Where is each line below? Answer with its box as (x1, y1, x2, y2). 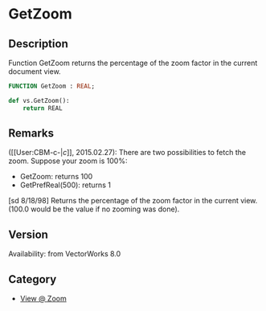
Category (8, 272, 57, 286)
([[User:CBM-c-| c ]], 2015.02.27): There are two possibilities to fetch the (8, 148, 247, 158)
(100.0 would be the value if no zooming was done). (8, 204, 180, 214)
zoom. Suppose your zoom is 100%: (8, 156, 128, 166)
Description (8, 37, 68, 51)
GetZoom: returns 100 (19, 172, 93, 182)
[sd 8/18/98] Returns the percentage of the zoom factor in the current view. (8, 196, 258, 206)
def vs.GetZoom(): (8, 96, 70, 104)
